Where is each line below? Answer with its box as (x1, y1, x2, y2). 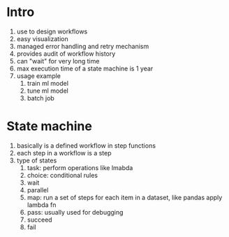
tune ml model (27, 86, 69, 95)
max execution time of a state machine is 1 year (16, 64, 154, 72)
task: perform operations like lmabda (27, 163, 133, 171)
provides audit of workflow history (16, 49, 116, 58)
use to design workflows (16, 27, 88, 36)
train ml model (27, 79, 69, 87)
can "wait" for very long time (16, 56, 100, 65)
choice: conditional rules (27, 171, 98, 179)
